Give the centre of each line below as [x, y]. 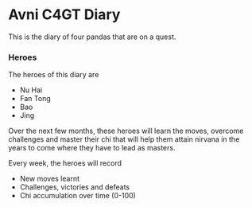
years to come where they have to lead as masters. [92, 148]
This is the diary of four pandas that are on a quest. [92, 37]
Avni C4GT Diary [64, 15]
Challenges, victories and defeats [75, 187]
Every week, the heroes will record [65, 163]
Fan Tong [35, 99]
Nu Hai [31, 90]
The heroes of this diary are [54, 75]
